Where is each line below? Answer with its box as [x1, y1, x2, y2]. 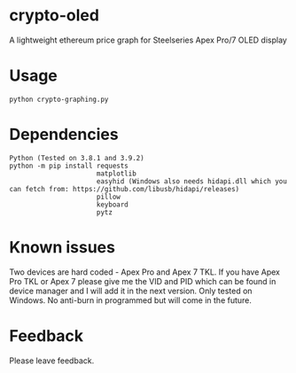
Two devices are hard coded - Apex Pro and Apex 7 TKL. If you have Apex [9, 267, 281, 277]
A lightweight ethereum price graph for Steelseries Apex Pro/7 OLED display [9, 35, 288, 45]
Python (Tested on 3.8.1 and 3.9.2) [9, 153, 144, 162]
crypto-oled [9, 5, 100, 26]
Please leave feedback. [9, 355, 95, 366]
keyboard [96, 200, 129, 209]
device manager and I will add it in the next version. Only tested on [9, 285, 253, 296]
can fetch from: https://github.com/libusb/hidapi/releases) [9, 184, 240, 193]
